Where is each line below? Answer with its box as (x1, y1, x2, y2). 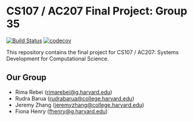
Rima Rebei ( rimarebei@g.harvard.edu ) (15, 88, 113, 96)
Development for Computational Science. (6, 55, 109, 62)
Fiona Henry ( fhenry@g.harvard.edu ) (15, 107, 108, 115)
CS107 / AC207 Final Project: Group (6, 4, 188, 18)
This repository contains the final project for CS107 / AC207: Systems (6, 48, 179, 55)
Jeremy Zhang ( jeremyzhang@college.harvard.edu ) (15, 101, 145, 108)
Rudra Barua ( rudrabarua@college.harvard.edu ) (15, 95, 135, 102)
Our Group (6, 72, 47, 82)
